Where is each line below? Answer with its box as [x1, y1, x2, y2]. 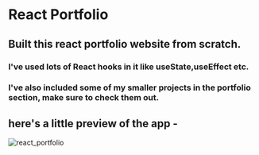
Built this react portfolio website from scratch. [8, 37, 242, 51]
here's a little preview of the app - [8, 117, 179, 130]
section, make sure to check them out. [8, 92, 160, 103]
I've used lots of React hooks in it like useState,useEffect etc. [8, 61, 249, 72]
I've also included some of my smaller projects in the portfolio [8, 82, 252, 93]
